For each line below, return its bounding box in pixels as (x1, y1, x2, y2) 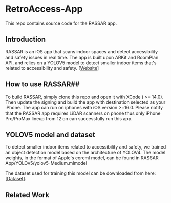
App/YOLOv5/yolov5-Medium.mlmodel (5, 160, 87, 167)
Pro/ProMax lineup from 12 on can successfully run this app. (5, 115, 133, 121)
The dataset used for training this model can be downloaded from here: (5, 170, 156, 176)
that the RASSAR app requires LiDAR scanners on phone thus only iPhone (5, 110, 161, 116)
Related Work (5, 191, 50, 199)
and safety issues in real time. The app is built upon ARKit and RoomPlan (5, 54, 159, 60)
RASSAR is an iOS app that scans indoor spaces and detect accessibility (5, 48, 158, 54)
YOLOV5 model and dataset (5, 130, 96, 139)
